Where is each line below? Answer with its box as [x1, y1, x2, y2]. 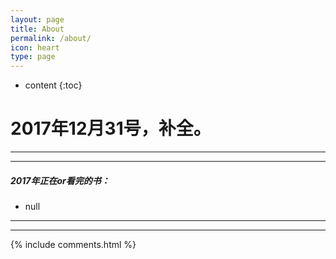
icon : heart [10, 42, 60, 53]
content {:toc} [24, 79, 83, 91]
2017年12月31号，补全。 [10, 117, 212, 140]
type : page [10, 52, 56, 62]
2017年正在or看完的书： [10, 174, 110, 186]
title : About [10, 24, 65, 34]
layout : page [10, 14, 65, 25]
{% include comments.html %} [10, 239, 137, 251]
